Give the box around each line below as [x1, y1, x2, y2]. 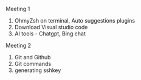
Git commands [14, 60, 52, 67]
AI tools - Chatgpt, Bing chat [14, 30, 86, 37]
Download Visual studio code [14, 24, 88, 31]
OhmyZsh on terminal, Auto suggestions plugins [14, 17, 135, 24]
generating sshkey [14, 67, 61, 74]
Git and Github [14, 54, 51, 60]
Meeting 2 [5, 42, 32, 49]
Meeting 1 [5, 5, 30, 12]
